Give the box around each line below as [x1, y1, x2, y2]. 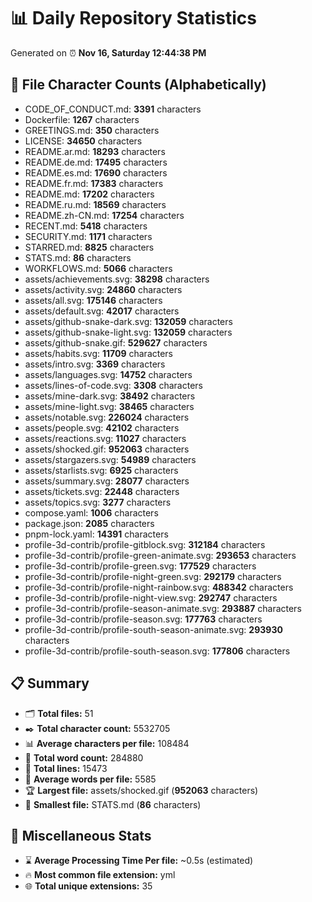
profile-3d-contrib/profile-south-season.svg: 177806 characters [24, 645, 291, 657]
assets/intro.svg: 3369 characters [24, 358, 166, 370]
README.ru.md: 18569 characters [24, 198, 167, 210]
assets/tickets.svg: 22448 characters [24, 485, 180, 497]
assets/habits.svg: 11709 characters [24, 347, 174, 359]
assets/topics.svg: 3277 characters [24, 496, 172, 508]
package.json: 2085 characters [24, 517, 155, 529]
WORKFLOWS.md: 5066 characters [24, 262, 173, 274]
